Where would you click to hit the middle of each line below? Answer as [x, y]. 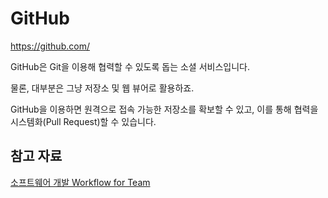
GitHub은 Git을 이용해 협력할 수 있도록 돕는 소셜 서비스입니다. [130, 66]
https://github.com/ [50, 46]
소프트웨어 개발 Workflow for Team [80, 182]
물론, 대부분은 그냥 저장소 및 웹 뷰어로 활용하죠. [102, 88]
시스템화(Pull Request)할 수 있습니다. [83, 121]
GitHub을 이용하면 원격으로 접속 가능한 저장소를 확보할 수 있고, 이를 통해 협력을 [164, 109]
